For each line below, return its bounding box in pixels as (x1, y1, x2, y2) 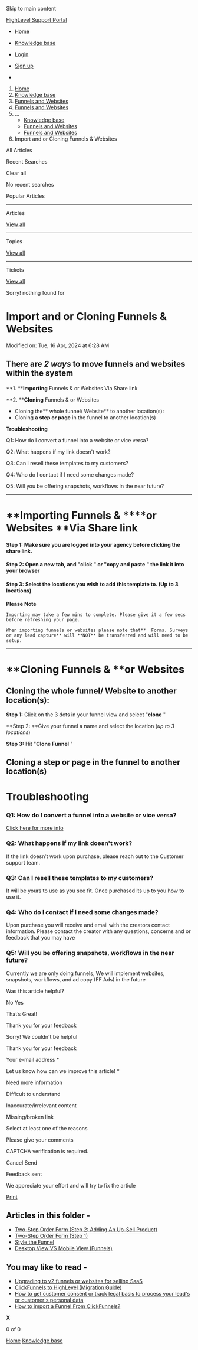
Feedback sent (6, 1170, 42, 1178)
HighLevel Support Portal (6, 17, 68, 23)
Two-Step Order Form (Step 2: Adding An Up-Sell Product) (14, 1226, 158, 1233)
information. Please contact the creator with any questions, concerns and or (6, 928, 191, 935)
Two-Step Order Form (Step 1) (14, 1232, 88, 1240)
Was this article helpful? (6, 987, 65, 994)
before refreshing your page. (6, 617, 81, 622)
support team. (6, 859, 41, 866)
